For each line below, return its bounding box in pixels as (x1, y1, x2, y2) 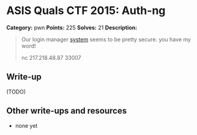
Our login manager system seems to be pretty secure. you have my (21, 35, 191, 43)
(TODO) (6, 88, 26, 95)
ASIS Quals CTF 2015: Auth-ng (6, 4, 166, 18)
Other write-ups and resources (6, 106, 127, 116)
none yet (15, 122, 38, 129)
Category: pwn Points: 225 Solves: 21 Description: (6, 24, 138, 31)
